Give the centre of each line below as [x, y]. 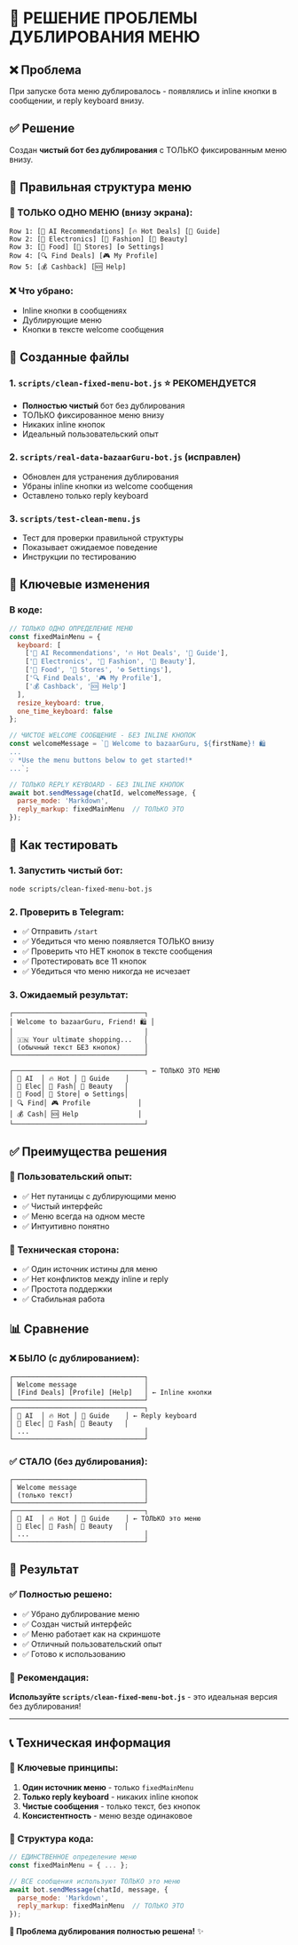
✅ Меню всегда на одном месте [83, 1216]
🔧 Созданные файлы [70, 358]
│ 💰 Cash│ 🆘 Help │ [76, 1115]
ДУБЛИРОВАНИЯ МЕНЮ [105, 37]
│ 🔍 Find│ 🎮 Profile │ [76, 1103]
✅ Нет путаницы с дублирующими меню [99, 1196]
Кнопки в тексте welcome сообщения [93, 329]
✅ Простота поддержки [67, 1289]
